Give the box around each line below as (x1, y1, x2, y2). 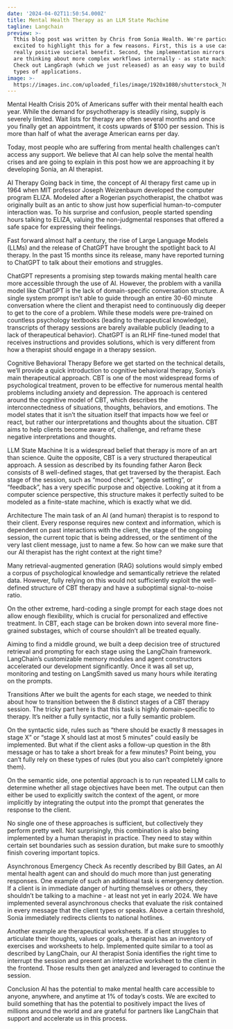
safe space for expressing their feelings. (7, 223, 123, 231)
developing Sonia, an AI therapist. (7, 165, 104, 173)
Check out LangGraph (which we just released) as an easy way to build (13, 62, 225, 69)
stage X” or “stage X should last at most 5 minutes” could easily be (7, 733, 199, 742)
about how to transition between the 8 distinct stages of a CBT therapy (7, 698, 209, 706)
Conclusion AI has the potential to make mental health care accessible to (7, 985, 215, 993)
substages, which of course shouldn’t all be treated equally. (31, 627, 201, 635)
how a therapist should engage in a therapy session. (7, 346, 157, 354)
